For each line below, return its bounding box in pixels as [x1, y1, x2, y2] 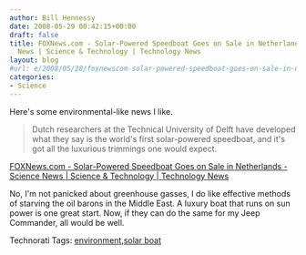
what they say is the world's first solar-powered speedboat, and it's [31, 133, 285, 144]
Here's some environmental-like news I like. [9, 106, 173, 117]
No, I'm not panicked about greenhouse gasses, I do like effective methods [9, 188, 291, 199]
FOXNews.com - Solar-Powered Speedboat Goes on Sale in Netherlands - [9, 160, 289, 171]
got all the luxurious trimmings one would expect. [31, 143, 218, 154]
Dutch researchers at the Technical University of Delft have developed [31, 124, 296, 135]
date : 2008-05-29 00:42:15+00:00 [9, 22, 137, 31]
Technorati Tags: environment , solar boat [9, 234, 162, 246]
